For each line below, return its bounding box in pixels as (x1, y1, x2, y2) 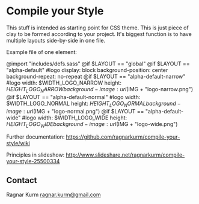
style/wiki (6, 140, 30, 147)
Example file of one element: (6, 48, 77, 55)
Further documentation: (6, 133, 65, 140)
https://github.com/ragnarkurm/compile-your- (66, 133, 180, 140)
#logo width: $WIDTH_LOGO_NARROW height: (6, 79, 122, 86)
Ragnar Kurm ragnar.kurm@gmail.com (6, 191, 101, 199)
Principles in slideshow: (6, 151, 65, 158)
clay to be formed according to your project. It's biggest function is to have (6, 30, 192, 37)
